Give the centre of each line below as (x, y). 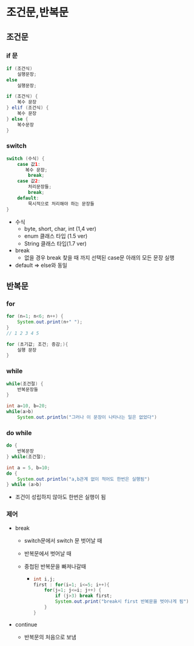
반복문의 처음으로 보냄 (50, 637)
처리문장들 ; (40, 187)
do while (19, 433)
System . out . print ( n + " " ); (50, 322)
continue (26, 624)
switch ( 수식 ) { (25, 159)
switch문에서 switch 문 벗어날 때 (63, 540)
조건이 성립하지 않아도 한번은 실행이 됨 (60, 497)
